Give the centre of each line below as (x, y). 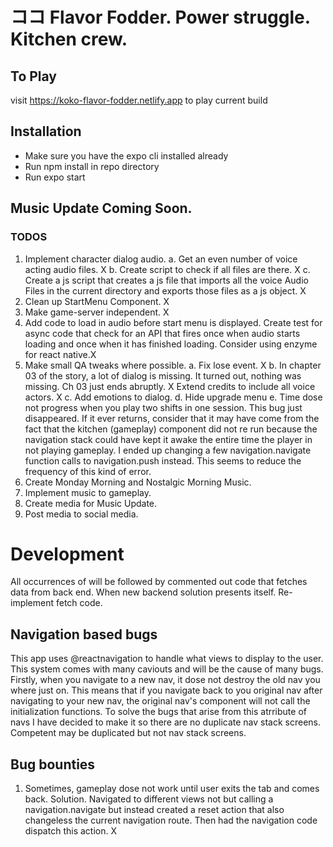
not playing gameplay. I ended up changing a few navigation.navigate (168, 450)
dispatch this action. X (70, 831)
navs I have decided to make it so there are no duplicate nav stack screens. (166, 722)
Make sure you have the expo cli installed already (126, 155)
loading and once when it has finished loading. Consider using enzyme (171, 344)
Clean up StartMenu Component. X (97, 301)
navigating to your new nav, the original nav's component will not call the (160, 701)
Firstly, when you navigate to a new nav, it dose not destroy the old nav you (165, 680)
